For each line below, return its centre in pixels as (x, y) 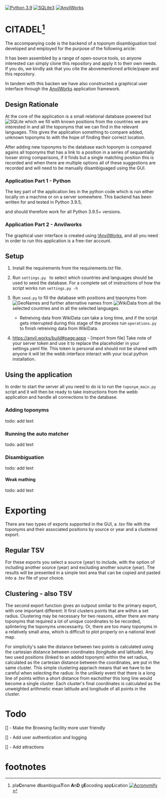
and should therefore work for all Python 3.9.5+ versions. (63, 212)
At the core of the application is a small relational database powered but (78, 116)
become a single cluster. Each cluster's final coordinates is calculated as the (83, 683)
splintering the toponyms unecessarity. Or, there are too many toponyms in (81, 626)
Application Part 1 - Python (38, 181)
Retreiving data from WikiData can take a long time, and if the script (88, 318)
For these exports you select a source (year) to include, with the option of (80, 562)
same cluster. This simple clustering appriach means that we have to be (78, 667)
